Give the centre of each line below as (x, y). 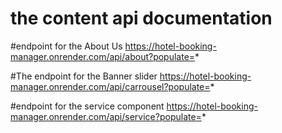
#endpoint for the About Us (66, 46)
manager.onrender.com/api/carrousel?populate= (110, 86)
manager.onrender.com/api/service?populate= (106, 116)
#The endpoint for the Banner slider (84, 76)
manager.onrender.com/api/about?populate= (103, 56)
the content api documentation (141, 18)
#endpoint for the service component (87, 106)
